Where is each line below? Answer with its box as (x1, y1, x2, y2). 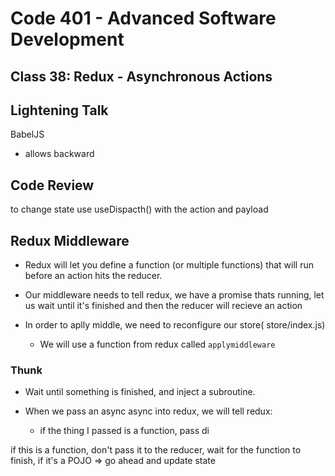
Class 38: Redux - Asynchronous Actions (10, 68, 273, 85)
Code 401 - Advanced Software (10, 7, 277, 30)
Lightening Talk (10, 102, 109, 119)
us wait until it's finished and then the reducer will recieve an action (24, 300, 303, 312)
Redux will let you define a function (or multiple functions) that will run (24, 259, 314, 271)
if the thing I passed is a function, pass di (39, 425, 210, 437)
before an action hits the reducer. (24, 270, 163, 282)
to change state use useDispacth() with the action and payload (10, 203, 269, 216)
